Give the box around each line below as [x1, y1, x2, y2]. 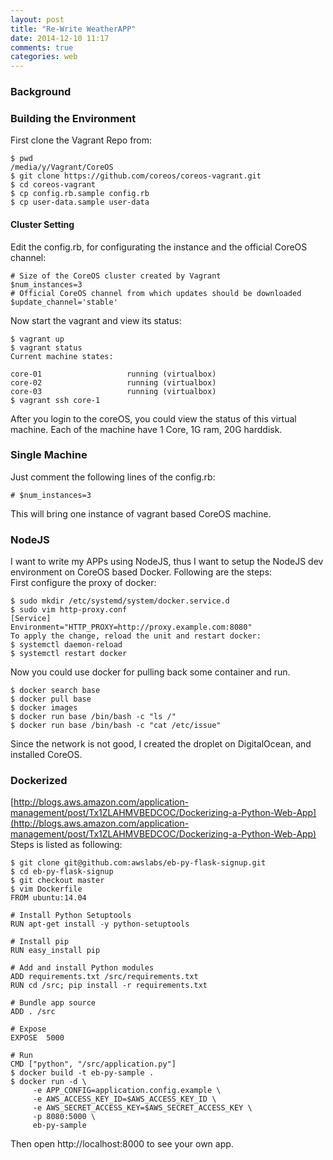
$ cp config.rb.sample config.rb [10, 189, 150, 199]
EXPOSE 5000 [10, 1033, 65, 1043]
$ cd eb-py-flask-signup [10, 867, 114, 877]
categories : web [10, 52, 78, 62]
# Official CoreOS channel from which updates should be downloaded [10, 288, 302, 298]
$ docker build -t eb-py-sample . [10, 1068, 155, 1078]
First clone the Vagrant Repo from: [10, 134, 153, 146]
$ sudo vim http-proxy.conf [10, 605, 128, 615]
